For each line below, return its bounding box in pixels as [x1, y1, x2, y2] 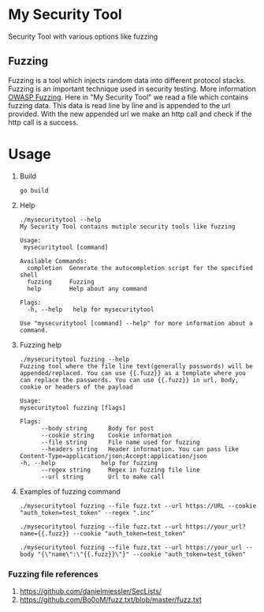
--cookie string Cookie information [40, 431, 172, 439]
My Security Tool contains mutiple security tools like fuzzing [19, 223, 236, 231]
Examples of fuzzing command [19, 486, 121, 496]
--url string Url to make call [40, 472, 165, 481]
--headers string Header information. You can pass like [40, 445, 239, 453]
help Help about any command [27, 284, 147, 293]
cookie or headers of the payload [19, 383, 133, 391]
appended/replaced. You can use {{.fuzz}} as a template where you [19, 369, 246, 377]
